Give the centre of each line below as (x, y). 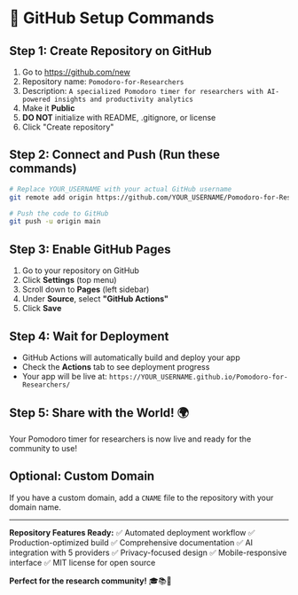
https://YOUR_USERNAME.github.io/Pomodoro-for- (199, 377)
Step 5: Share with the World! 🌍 (99, 413)
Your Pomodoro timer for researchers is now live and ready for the (130, 439)
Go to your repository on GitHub (81, 270)
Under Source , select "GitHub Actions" (95, 299)
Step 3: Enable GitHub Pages (90, 249)
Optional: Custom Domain (82, 477)
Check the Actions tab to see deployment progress (116, 366)
